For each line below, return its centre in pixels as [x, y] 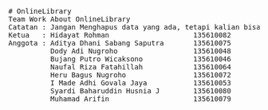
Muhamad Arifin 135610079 [141, 99]
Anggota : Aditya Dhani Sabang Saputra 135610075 [120, 43]
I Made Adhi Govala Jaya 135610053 [141, 83]
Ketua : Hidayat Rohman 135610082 [120, 35]
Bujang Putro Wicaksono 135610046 [141, 59]
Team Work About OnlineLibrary [69, 19]
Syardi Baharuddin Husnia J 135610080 [141, 91]
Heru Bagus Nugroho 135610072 [141, 75]
